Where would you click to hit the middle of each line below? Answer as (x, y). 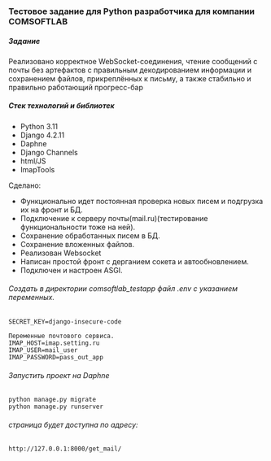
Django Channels (49, 152)
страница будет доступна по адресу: (73, 424)
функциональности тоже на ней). (78, 227)
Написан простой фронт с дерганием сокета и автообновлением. (135, 261)
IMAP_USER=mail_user (44, 350)
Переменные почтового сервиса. (61, 336)
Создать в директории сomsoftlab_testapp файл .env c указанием (123, 289)
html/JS (33, 161)
